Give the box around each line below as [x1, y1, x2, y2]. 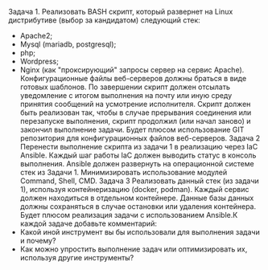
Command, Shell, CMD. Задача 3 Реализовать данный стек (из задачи [19, 176, 259, 186]
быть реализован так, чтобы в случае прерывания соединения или [19, 108, 252, 117]
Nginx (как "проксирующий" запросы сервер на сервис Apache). [19, 65, 245, 75]
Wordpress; [19, 56, 59, 66]
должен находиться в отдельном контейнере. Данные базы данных [19, 193, 254, 202]
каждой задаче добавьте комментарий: [19, 219, 157, 228]
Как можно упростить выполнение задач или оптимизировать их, [19, 244, 248, 254]
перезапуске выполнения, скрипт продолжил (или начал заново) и [19, 117, 251, 125]
